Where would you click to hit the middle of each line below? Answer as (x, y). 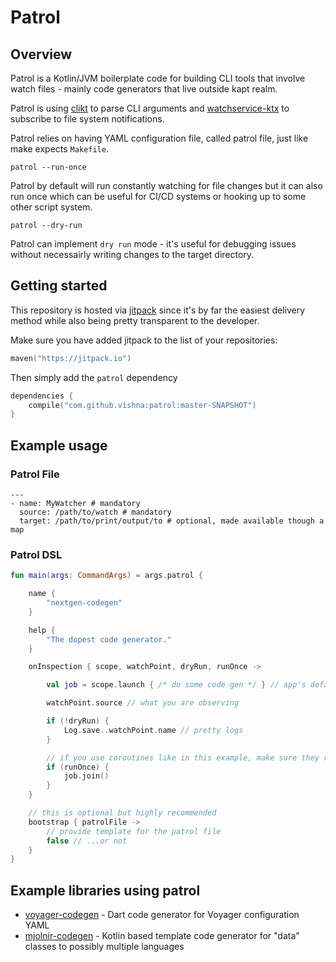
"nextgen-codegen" (84, 603)
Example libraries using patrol (105, 890)
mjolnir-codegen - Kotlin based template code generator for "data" (162, 936)
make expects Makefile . (59, 149)
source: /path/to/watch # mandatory (95, 512)
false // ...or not (87, 841)
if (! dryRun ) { (78, 721)
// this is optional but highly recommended (122, 813)
